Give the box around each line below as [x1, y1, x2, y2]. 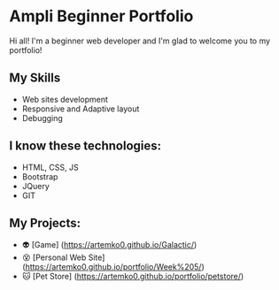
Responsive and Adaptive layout [21, 103, 140, 114]
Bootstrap [21, 171, 58, 182]
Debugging [21, 112, 64, 123]
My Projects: [9, 215, 81, 231]
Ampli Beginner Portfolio [9, 6, 194, 27]
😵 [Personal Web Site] [21, 252, 105, 263]
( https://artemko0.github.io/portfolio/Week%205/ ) [21, 262, 205, 272]
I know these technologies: [9, 139, 162, 154]
